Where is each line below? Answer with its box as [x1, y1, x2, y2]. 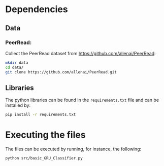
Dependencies [5, 4, 68, 15]
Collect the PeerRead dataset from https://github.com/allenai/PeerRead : [5, 50, 156, 56]
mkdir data [5, 60, 28, 65]
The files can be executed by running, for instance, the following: [5, 146, 142, 152]
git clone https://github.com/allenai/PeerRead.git [5, 69, 117, 74]
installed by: [5, 102, 31, 108]
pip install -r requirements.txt [5, 112, 76, 117]
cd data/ [5, 65, 24, 70]
